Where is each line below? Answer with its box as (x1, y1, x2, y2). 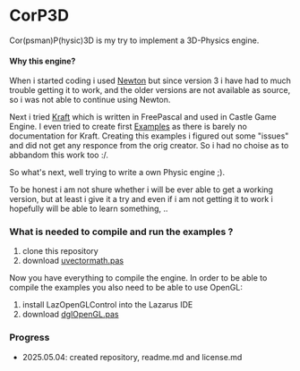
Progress (9, 332, 50, 344)
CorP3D (9, 5, 70, 26)
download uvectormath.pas (21, 256, 124, 266)
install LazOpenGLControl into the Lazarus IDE (21, 299, 193, 310)
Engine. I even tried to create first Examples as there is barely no (9, 122, 248, 132)
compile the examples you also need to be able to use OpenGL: (9, 282, 244, 293)
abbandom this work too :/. (9, 149, 109, 161)
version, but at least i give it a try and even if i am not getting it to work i (9, 194, 273, 205)
